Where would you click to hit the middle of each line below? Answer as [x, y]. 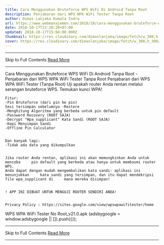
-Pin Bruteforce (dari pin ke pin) [41, 102]
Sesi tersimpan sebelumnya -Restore [42, 107]
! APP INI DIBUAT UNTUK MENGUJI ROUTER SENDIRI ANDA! [61, 192]
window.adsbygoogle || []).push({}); [41, 219]
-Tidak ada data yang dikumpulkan [40, 145]
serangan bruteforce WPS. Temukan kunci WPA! [54, 89]
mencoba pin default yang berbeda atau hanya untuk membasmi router [81, 162]
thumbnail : [16, 37]
